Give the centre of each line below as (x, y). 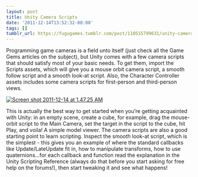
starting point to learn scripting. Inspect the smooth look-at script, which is (97, 136)
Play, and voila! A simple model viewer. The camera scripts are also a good (97, 130)
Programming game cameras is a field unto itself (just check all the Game (95, 50)
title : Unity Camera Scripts (42, 17)
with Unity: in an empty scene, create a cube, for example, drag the (88, 118)
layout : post (22, 12)
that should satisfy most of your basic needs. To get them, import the (90, 63)
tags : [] (17, 28)
